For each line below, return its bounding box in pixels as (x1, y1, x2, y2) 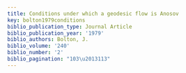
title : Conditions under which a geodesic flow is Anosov (7, 10, 179, 17)
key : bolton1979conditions (7, 17, 86, 24)
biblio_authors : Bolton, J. (7, 36, 89, 43)
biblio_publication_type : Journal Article (7, 23, 132, 30)
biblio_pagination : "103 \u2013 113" (7, 56, 111, 63)
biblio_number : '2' (7, 49, 64, 56)
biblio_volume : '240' (7, 42, 70, 49)
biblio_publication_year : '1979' (7, 29, 104, 37)
